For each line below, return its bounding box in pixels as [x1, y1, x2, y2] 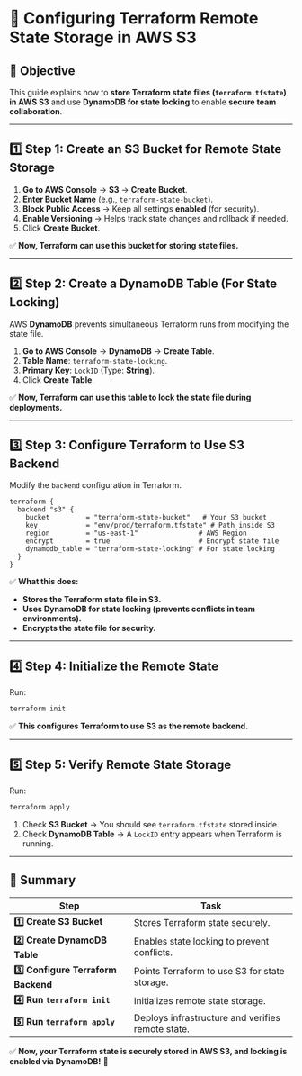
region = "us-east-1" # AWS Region [25, 529, 247, 538]
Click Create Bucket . [22, 222, 101, 233]
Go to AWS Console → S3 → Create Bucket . [22, 184, 188, 194]
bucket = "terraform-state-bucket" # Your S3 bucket [25, 513, 268, 522]
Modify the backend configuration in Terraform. [9, 480, 182, 491]
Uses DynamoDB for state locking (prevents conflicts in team [22, 603, 256, 615]
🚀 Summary [9, 873, 76, 888]
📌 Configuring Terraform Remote [9, 8, 259, 29]
